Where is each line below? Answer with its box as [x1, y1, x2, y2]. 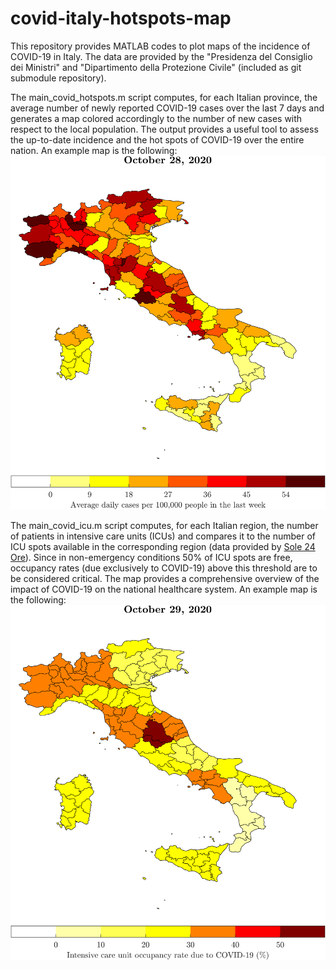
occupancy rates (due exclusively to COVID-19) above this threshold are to [10, 562, 318, 574]
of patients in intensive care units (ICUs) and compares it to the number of [10, 530, 317, 542]
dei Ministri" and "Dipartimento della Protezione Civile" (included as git [10, 61, 302, 73]
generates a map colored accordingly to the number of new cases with [10, 112, 303, 124]
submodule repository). [10, 72, 107, 84]
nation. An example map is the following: [10, 144, 178, 156]
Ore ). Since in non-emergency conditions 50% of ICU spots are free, [10, 552, 293, 564]
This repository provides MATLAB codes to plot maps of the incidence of [10, 40, 311, 52]
